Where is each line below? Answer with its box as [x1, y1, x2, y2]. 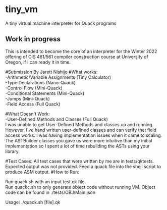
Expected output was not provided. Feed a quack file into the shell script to [5, 163, 161, 170]
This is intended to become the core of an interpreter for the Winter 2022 [5, 48, 157, 54]
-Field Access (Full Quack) [5, 101, 61, 107]
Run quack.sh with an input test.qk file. [5, 178, 86, 185]
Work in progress [5, 35, 61, 43]
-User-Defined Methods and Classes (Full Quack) [5, 116, 108, 122]
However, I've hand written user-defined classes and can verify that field [5, 127, 157, 133]
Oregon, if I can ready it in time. [5, 59, 71, 65]
